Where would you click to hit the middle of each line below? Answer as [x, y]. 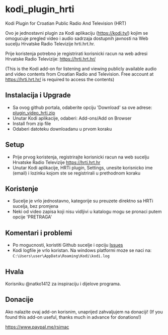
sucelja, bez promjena [35, 206]
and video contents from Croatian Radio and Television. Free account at [79, 74]
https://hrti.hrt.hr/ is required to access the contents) [60, 79]
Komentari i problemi [39, 233]
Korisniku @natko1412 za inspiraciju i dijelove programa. [63, 284]
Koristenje [22, 188]
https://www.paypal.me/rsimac [37, 327]
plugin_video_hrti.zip [34, 113]
